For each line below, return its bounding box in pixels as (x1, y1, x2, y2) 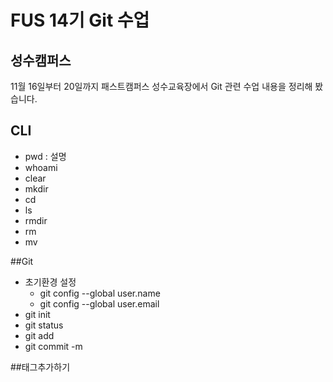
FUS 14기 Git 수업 (10, 9, 150, 32)
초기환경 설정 (24, 276, 77, 288)
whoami (24, 161, 58, 173)
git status (24, 319, 64, 331)
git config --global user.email (39, 297, 160, 310)
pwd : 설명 (24, 150, 67, 162)
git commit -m (24, 340, 83, 352)
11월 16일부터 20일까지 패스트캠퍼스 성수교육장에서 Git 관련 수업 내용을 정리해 (10, 81, 313, 92)
